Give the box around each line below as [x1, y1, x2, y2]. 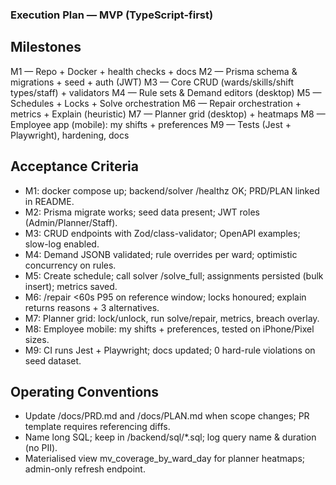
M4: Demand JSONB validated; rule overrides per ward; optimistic [24, 248, 298, 260]
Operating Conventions [10, 383, 160, 400]
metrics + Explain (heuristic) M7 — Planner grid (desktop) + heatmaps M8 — [10, 108, 326, 120]
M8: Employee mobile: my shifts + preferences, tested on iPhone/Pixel [24, 323, 315, 335]
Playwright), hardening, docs [10, 129, 130, 141]
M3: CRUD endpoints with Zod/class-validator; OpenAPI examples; [24, 227, 301, 239]
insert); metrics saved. [24, 280, 118, 292]
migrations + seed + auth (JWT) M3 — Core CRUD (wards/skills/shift [10, 76, 294, 88]
